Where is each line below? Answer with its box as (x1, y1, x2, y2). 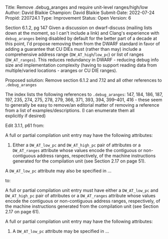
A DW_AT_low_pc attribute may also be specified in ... (5, 168, 112, 174)
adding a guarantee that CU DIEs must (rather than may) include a (5, 46, 141, 52)
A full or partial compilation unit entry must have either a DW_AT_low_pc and (5, 187, 159, 193)
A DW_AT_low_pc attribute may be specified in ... (12, 228, 109, 234)
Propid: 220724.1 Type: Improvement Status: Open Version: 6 (5, 15, 131, 21)
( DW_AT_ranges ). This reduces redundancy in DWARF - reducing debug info (5, 57, 159, 62)
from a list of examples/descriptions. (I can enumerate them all (5, 108, 135, 113)
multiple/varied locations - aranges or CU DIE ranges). (5, 67, 117, 73)
